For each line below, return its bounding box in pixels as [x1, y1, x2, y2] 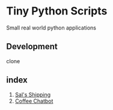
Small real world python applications [6, 24, 96, 31]
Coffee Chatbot [14, 97, 53, 105]
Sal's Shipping [14, 91, 51, 98]
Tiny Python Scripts [6, 4, 108, 18]
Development [6, 41, 58, 52]
